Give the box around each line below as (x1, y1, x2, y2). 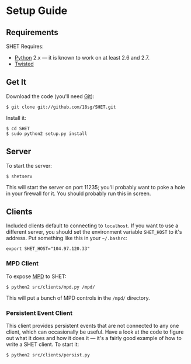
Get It (6, 77, 26, 87)
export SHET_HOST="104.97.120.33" (6, 246, 91, 252)
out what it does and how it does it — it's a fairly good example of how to (6, 335, 182, 342)
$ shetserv (6, 174, 33, 179)
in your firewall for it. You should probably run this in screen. (6, 190, 151, 197)
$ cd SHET (6, 126, 30, 131)
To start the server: (6, 162, 53, 169)
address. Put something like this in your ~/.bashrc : (6, 235, 127, 242)
